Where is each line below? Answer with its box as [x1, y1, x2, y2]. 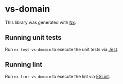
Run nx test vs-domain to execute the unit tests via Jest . [5, 46, 119, 52]
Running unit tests [5, 34, 62, 42]
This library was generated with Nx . [5, 19, 76, 25]
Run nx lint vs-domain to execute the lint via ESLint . [5, 73, 110, 79]
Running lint [5, 61, 43, 69]
